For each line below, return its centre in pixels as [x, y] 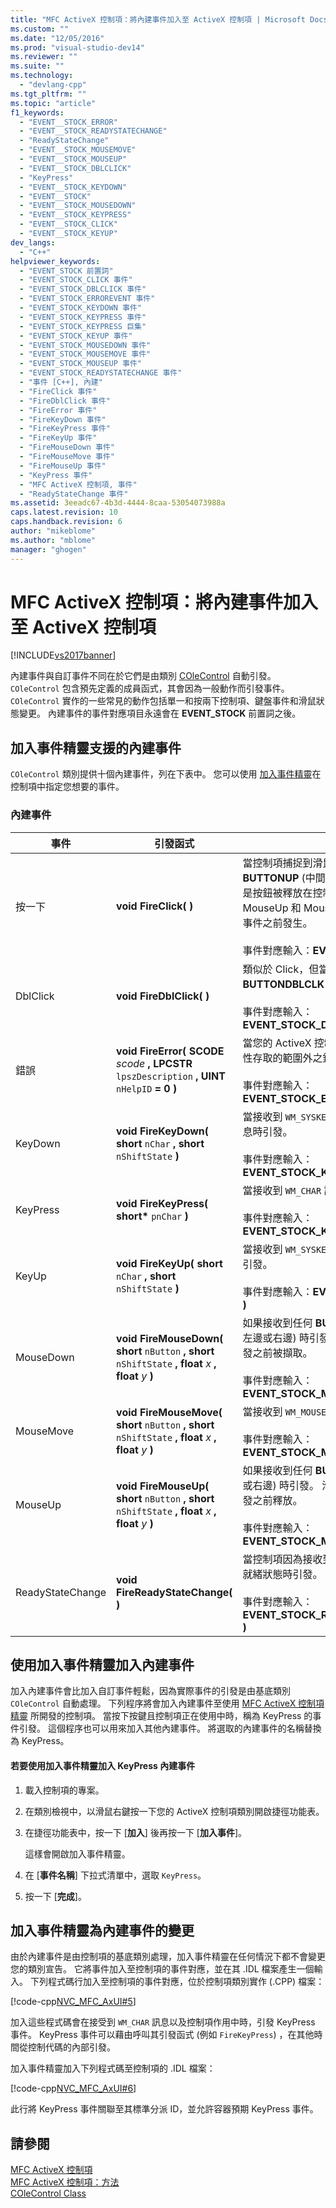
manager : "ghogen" [48, 549]
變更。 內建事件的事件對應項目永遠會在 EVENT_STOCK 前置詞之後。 [160, 713]
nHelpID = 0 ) [147, 1088]
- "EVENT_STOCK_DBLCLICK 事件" [83, 289]
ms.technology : [42, 76]
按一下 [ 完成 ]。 [55, 1896]
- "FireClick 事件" [58, 391]
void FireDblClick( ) [163, 996]
